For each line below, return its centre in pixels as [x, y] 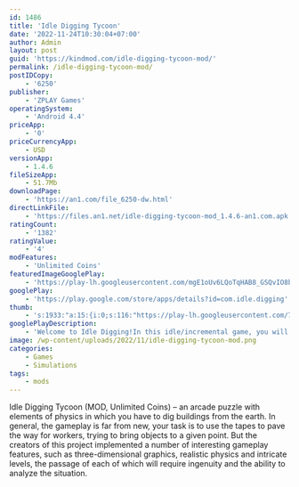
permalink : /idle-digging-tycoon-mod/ [81, 68]
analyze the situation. [48, 474]
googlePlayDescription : [53, 324]
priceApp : [28, 126]
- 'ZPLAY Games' [56, 100]
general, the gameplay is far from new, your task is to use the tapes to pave [147, 426]
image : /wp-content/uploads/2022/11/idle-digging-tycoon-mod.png [133, 340]
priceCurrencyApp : [43, 142]
